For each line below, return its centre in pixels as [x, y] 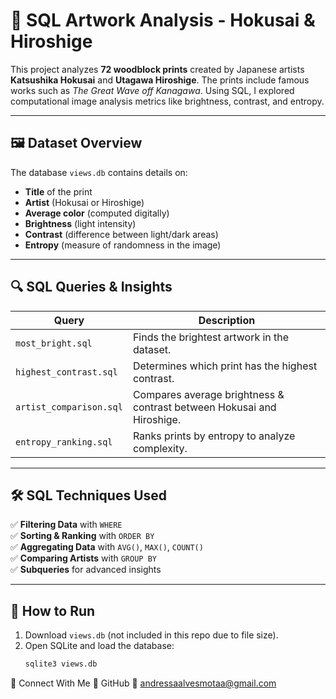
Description [227, 320]
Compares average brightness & [208, 394]
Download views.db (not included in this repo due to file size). [151, 635]
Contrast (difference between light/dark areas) [121, 234]
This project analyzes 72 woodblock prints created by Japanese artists [157, 69]
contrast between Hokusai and [204, 407]
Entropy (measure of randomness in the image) [123, 245]
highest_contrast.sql [66, 372]
